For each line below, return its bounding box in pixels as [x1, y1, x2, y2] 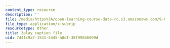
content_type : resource [5, 7, 56, 12]
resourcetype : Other [5, 26, 49, 31]
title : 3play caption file [5, 30, 62, 35]
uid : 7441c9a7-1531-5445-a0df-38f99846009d [5, 35, 99, 40]
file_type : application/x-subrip [5, 21, 76, 26]
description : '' [5, 12, 39, 17]
